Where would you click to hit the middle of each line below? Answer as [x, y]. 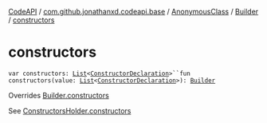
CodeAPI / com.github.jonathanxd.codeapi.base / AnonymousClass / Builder [133, 12]
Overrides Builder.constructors [59, 95]
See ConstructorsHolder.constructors [70, 110]
